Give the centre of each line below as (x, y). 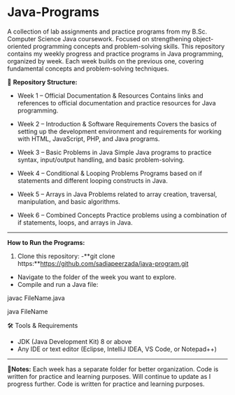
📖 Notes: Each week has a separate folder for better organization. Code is (113, 369)
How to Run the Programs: (46, 242)
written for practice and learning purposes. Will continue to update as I (109, 376)
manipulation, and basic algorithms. (69, 201)
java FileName (28, 311)
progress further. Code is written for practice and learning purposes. (106, 384)
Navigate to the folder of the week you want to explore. (97, 277)
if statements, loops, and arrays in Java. (75, 222)
